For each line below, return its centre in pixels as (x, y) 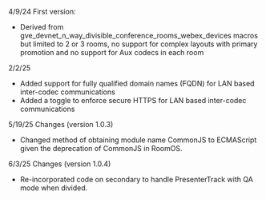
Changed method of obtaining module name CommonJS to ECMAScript (138, 140)
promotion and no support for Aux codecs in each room (112, 52)
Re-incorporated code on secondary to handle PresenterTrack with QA (137, 179)
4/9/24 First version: (42, 12)
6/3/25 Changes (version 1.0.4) (60, 164)
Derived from (42, 27)
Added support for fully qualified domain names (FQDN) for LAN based (137, 84)
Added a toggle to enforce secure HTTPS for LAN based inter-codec (133, 100)
